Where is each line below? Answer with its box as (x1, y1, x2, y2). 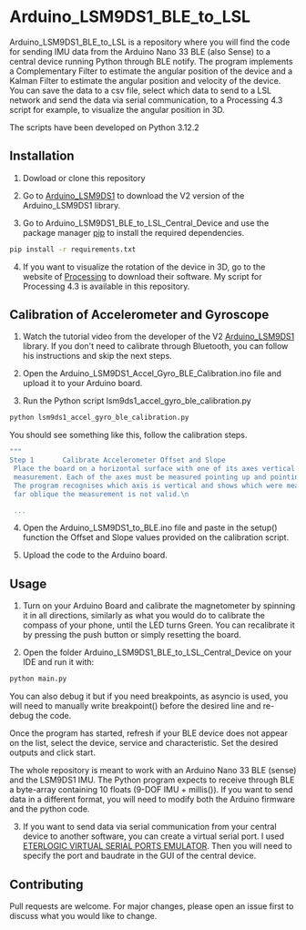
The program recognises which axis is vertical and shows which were (13, 481, 283, 490)
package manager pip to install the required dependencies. (22, 227, 245, 238)
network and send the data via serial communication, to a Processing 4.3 (9, 94, 283, 106)
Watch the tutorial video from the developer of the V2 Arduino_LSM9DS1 (22, 331, 295, 342)
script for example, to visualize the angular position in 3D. (9, 104, 225, 115)
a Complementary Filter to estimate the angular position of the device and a (9, 66, 293, 77)
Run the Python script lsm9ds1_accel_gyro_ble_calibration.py (22, 395, 252, 406)
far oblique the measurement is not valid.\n (13, 489, 189, 498)
